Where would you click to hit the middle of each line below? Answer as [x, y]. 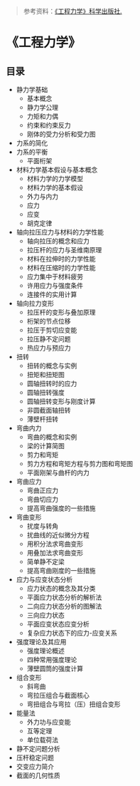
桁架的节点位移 [49, 321]
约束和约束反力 [49, 125]
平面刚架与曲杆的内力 [58, 472]
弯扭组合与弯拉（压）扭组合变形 [74, 704]
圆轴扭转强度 [45, 392]
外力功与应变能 [49, 722]
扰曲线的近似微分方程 [58, 535]
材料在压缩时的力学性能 [61, 268]
